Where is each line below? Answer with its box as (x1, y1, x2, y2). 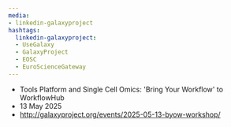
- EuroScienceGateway (15, 63, 87, 71)
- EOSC (15, 56, 37, 64)
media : (8, 11, 30, 20)
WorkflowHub (19, 92, 65, 103)
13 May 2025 (19, 101, 62, 110)
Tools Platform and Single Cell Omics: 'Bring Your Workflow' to (19, 84, 223, 94)
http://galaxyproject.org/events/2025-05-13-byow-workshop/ (19, 110, 221, 119)
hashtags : (8, 26, 41, 34)
